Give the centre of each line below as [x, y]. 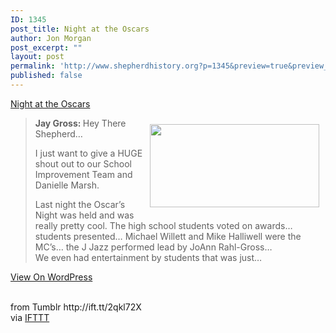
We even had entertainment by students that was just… [148, 257]
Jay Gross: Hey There [80, 123]
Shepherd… [58, 133]
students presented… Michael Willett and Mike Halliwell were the [168, 236]
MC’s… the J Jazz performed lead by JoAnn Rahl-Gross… [153, 247]
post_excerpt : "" [46, 47]
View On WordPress [51, 277]
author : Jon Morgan [51, 38]
